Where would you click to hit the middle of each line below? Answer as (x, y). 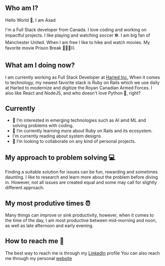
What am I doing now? (40, 66)
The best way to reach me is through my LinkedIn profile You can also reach (82, 253)
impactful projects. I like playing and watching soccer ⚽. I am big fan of (78, 35)
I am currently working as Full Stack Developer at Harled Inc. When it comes (83, 77)
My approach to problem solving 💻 (60, 157)
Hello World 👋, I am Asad (30, 20)
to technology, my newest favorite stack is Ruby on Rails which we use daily (82, 82)
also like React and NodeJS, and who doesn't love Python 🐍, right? (73, 93)
